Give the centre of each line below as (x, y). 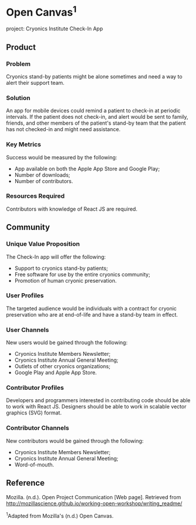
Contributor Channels (37, 428)
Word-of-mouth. (34, 464)
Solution (18, 98)
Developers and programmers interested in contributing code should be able (98, 400)
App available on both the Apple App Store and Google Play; (87, 169)
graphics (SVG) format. (34, 413)
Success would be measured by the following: (62, 157)
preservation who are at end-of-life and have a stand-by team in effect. (92, 314)
